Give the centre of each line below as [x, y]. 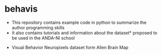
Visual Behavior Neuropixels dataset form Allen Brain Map [70, 47]
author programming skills [38, 27]
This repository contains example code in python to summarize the [79, 22]
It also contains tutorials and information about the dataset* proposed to [84, 33]
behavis [21, 9]
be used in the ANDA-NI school [43, 38]
